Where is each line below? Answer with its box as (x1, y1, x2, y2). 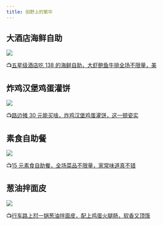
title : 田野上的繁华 (6, 9, 53, 15)
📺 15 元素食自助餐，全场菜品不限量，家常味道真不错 (6, 162, 136, 169)
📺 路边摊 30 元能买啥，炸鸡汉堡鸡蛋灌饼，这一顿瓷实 (6, 112, 139, 119)
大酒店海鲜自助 (6, 33, 63, 43)
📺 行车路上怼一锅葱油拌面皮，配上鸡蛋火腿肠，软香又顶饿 (6, 212, 150, 219)
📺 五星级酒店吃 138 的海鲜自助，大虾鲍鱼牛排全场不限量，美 (6, 61, 157, 69)
